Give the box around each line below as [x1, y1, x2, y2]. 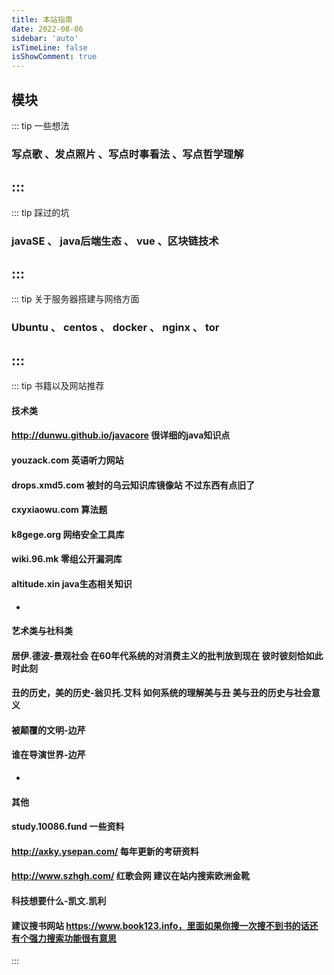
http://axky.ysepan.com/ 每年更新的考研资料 [11, 845, 199, 857]
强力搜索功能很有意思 [28, 932, 117, 944]
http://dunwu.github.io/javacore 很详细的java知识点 [11, 429, 231, 441]
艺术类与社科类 [11, 625, 73, 637]
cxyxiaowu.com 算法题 [11, 504, 108, 516]
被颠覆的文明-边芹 [11, 724, 86, 736]
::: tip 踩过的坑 [11, 206, 70, 218]
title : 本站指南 [11, 14, 73, 25]
